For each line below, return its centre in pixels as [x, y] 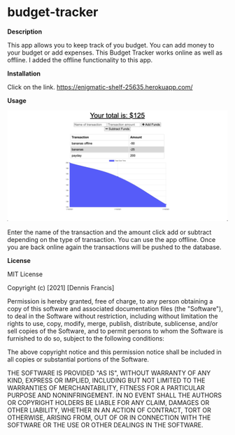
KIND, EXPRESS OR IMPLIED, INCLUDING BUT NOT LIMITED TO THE [106, 380]
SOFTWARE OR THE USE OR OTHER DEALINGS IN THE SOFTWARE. [105, 425]
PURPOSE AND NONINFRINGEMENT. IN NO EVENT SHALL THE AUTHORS [115, 395]
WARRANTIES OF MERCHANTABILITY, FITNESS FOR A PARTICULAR [106, 387]
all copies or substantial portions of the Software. [78, 359]
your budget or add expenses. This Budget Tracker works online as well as [115, 52]
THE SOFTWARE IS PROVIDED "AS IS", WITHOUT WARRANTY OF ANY [109, 373]
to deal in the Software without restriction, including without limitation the [113, 316]
